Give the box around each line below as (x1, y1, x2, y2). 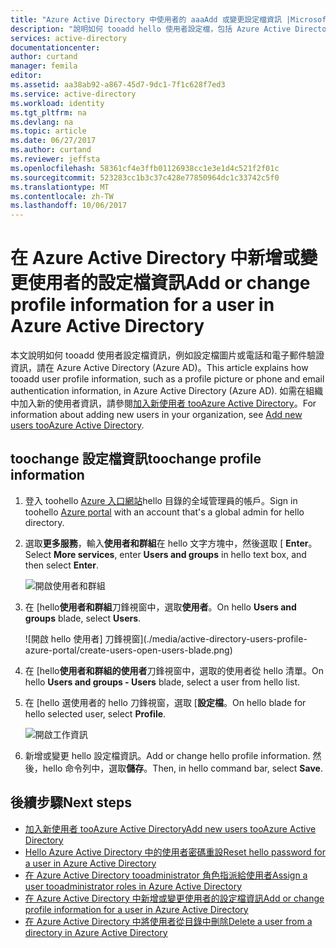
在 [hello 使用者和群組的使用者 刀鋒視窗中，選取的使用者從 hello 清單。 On (24, 664, 324, 676)
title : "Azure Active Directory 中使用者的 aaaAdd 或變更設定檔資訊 (10, 14, 282, 25)
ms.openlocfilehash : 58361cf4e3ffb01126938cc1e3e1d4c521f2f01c (10, 163, 280, 173)
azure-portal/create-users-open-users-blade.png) (24, 644, 233, 656)
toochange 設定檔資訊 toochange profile (10, 451, 262, 468)
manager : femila (10, 61, 78, 71)
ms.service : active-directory (10, 89, 137, 99)
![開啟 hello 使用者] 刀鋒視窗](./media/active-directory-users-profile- (24, 632, 308, 645)
